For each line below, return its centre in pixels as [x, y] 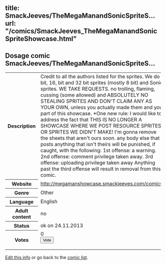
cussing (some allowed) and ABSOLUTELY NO [94, 95]
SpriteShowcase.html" [41, 39]
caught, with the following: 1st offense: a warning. [98, 151]
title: [12, 8]
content [21, 217]
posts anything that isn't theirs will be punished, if [98, 144]
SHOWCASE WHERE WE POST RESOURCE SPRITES [101, 126]
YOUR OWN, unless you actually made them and [97, 107]
